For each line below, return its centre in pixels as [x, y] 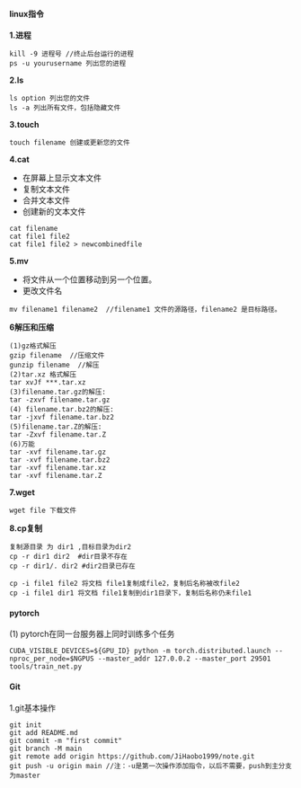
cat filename [34, 229]
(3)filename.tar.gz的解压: [58, 392]
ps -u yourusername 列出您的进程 [68, 64]
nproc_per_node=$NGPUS [52, 659]
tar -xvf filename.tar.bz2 [60, 460]
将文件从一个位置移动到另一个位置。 [89, 279]
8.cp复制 [26, 528]
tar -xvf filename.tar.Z [56, 476]
